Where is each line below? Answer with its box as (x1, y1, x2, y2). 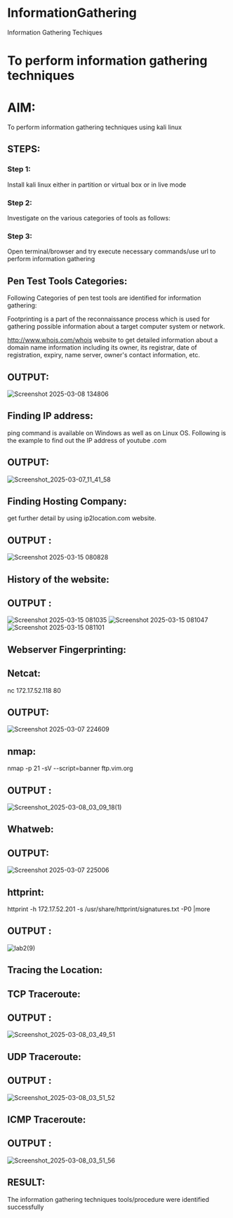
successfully (7, 1203, 44, 1211)
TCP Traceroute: (7, 988, 81, 1000)
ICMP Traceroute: (7, 1114, 86, 1126)
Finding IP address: (7, 410, 93, 422)
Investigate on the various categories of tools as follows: (7, 214, 171, 223)
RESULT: (7, 1177, 46, 1189)
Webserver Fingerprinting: (7, 644, 126, 656)
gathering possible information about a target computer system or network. (7, 322, 225, 331)
